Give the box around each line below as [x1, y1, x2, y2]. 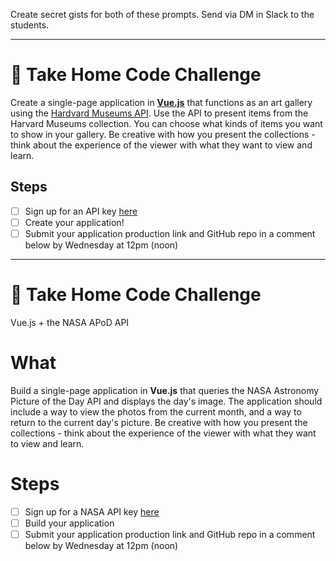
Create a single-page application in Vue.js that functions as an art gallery [10, 96, 313, 108]
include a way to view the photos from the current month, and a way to [10, 405, 302, 418]
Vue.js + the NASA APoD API [10, 316, 130, 328]
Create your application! [24, 216, 125, 228]
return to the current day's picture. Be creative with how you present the [10, 416, 308, 428]
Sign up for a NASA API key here [24, 505, 160, 518]
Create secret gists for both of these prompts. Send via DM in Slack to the [10, 9, 315, 20]
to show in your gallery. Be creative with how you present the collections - [10, 128, 316, 140]
